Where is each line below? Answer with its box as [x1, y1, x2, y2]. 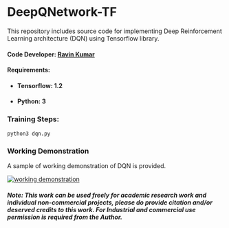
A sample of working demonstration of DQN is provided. [7, 161, 166, 169]
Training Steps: [7, 114, 60, 124]
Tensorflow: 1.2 [17, 81, 63, 90]
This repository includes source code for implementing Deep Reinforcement [7, 27, 222, 35]
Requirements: [7, 66, 50, 74]
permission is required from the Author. [7, 213, 122, 221]
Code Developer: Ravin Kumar [7, 50, 95, 59]
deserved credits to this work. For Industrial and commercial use [7, 205, 196, 214]
